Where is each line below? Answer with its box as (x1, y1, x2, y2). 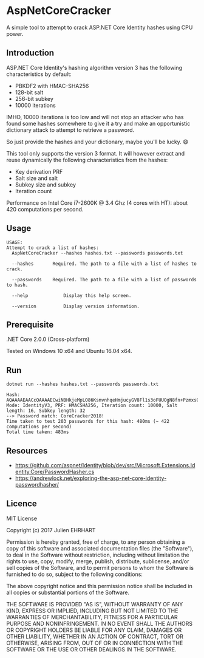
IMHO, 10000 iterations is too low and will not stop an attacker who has (6, 113, 184, 120)
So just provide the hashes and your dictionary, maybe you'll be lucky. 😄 (6, 138, 189, 145)
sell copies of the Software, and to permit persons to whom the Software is (6, 564, 194, 571)
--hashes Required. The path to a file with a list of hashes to (12, 261, 197, 267)
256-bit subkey (15, 95, 53, 102)
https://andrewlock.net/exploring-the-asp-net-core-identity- (15, 475, 167, 482)
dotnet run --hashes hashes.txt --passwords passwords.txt (6, 381, 159, 388)
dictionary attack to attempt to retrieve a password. (6, 126, 135, 134)
